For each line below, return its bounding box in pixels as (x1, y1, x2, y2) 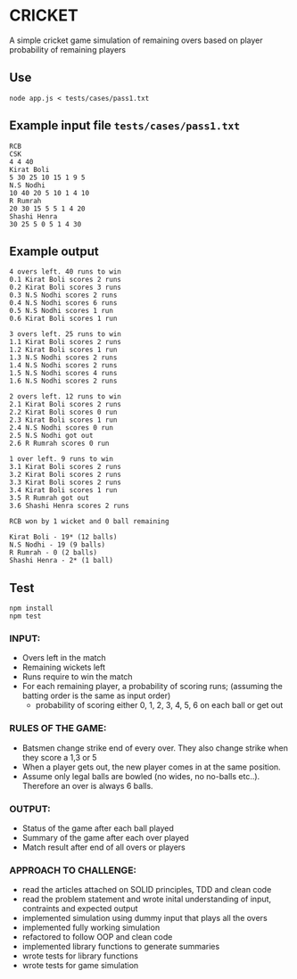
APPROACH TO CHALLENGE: (9, 864, 136, 876)
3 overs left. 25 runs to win (9, 330, 122, 339)
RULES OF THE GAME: (9, 722, 107, 735)
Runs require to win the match (21, 671, 133, 682)
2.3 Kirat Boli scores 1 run (9, 415, 118, 424)
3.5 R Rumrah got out (9, 494, 90, 503)
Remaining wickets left (21, 662, 105, 673)
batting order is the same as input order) (21, 690, 171, 701)
